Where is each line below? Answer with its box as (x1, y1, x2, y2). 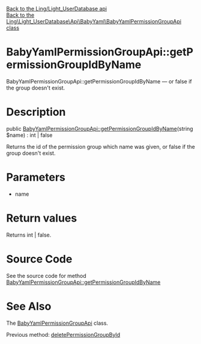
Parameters (6, 170, 66, 184)
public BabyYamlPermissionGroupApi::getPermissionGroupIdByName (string (6, 125, 193, 132)
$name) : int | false (6, 131, 53, 139)
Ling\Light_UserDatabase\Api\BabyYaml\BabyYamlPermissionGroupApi (6, 18, 182, 25)
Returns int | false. (6, 231, 52, 238)
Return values (6, 211, 77, 225)
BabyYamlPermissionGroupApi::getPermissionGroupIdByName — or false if (6, 77, 192, 85)
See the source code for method (6, 272, 87, 279)
